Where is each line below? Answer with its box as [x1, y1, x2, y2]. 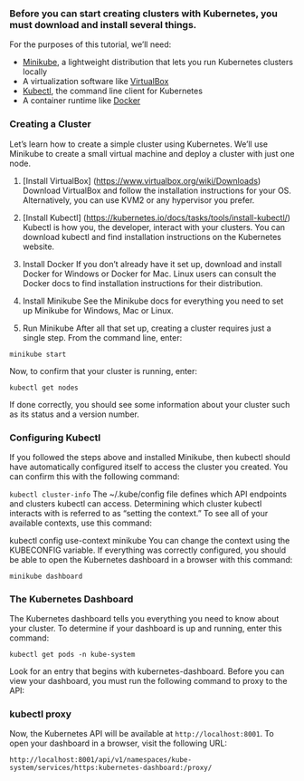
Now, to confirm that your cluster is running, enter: [9, 365, 197, 376]
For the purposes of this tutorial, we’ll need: [9, 39, 172, 50]
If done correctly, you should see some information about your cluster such [9, 399, 290, 410]
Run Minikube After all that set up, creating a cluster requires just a [22, 323, 271, 333]
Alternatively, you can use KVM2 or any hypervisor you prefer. [22, 194, 255, 206]
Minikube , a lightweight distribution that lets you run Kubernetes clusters [22, 57, 294, 68]
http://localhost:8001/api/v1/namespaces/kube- [9, 756, 193, 765]
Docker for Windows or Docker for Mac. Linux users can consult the [22, 268, 277, 279]
